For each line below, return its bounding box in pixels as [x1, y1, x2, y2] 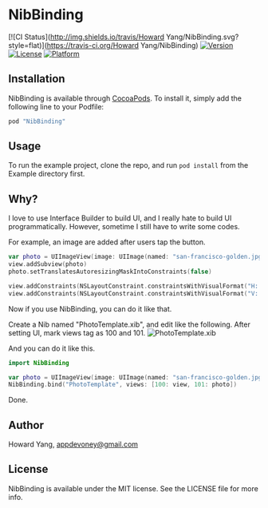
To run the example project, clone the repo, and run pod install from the [8, 161, 249, 170]
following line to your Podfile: [8, 101, 104, 111]
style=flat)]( [8, 40, 48, 50]
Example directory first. [8, 169, 85, 179]
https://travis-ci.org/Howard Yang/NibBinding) [46, 40, 199, 50]
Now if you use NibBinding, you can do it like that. [8, 304, 172, 313]
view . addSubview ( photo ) [8, 260, 88, 268]
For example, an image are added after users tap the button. [8, 237, 206, 247]
